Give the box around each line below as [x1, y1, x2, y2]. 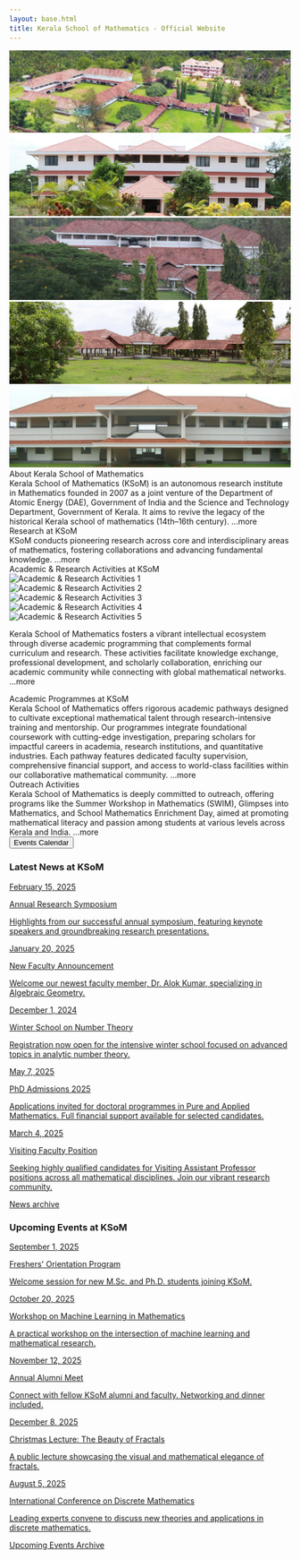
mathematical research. [9, 1338, 96, 1349]
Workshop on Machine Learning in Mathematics [9, 1311, 186, 1322]
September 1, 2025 [9, 1241, 79, 1253]
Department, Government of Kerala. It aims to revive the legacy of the [9, 507, 265, 518]
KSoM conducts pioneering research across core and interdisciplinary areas [9, 535, 289, 546]
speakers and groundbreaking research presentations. [9, 925, 210, 936]
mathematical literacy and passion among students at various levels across [9, 818, 286, 828]
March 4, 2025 [9, 1127, 64, 1138]
